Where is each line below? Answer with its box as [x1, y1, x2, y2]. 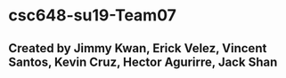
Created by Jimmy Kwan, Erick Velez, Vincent [8, 41, 267, 56]
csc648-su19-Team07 [8, 5, 177, 26]
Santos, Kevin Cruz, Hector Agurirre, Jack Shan [8, 54, 278, 69]
